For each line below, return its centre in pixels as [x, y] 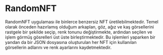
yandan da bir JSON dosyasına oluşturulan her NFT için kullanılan [71, 42]
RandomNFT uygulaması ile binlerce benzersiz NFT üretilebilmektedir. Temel [82, 22]
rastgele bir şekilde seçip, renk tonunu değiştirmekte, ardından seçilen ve [79, 32]
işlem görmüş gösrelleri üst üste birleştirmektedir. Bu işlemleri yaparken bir [80, 37]
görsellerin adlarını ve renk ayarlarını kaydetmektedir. [58, 47]
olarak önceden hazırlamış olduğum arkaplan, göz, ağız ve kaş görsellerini [80, 27]
